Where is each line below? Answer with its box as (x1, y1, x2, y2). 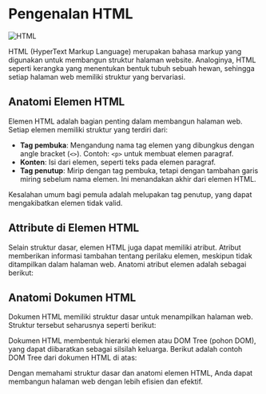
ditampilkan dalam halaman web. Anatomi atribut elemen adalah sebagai (8, 259, 247, 269)
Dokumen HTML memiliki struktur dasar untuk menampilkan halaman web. (8, 312, 253, 321)
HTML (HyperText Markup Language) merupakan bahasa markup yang (8, 46, 242, 56)
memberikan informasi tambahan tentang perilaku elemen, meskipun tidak (8, 250, 253, 260)
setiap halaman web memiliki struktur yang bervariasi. (8, 72, 186, 81)
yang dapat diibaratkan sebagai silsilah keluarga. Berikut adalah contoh (8, 345, 243, 354)
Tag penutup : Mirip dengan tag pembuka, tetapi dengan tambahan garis (19, 165, 259, 175)
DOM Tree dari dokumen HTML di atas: (8, 353, 137, 363)
